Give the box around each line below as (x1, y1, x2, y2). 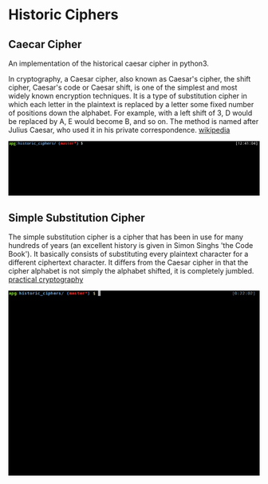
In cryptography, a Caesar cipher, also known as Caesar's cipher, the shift (8, 74, 251, 83)
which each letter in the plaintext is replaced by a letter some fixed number (8, 100, 254, 109)
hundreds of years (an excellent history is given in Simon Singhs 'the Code (8, 241, 254, 250)
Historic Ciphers (8, 6, 119, 24)
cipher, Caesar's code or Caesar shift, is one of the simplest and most (8, 82, 238, 92)
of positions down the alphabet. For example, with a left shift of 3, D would (8, 108, 253, 118)
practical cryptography (8, 274, 84, 285)
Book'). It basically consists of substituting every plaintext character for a (8, 250, 249, 259)
